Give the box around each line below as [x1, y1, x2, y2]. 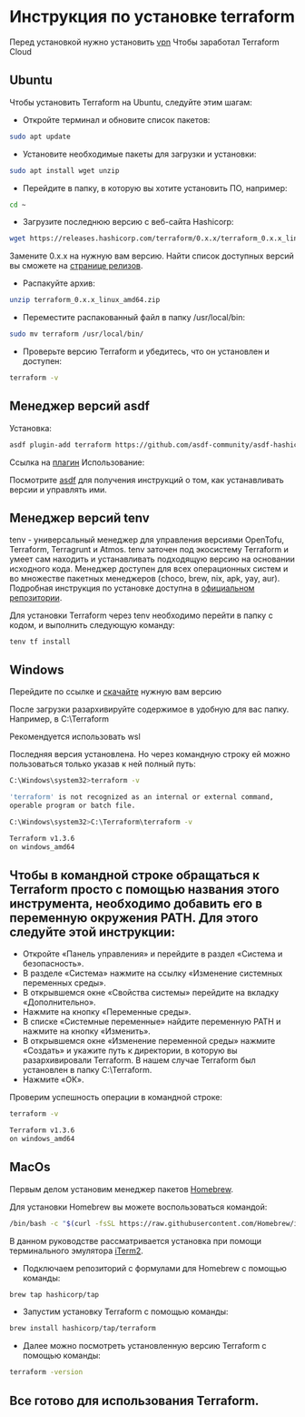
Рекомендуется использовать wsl [9, 731, 141, 743]
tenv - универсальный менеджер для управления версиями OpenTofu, [9, 534, 284, 545]
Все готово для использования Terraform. [9, 1392, 260, 1408]
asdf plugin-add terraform [9, 440, 112, 450]
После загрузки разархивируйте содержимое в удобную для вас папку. [9, 703, 290, 715]
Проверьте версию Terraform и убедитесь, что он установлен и [22, 346, 271, 357]
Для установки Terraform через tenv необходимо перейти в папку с [9, 610, 274, 621]
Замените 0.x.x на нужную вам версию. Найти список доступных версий [9, 250, 295, 261]
